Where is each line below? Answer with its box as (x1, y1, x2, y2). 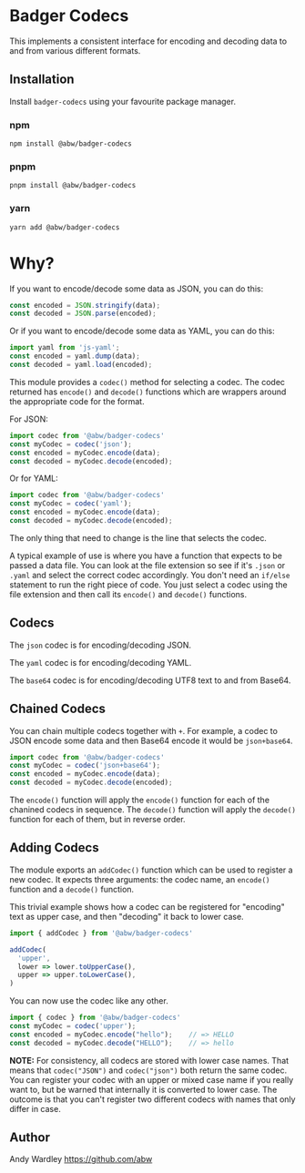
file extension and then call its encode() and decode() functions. (9, 588, 248, 599)
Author (9, 1130, 50, 1146)
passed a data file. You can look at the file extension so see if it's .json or (9, 559, 286, 570)
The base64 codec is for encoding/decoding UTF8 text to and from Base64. (9, 675, 291, 686)
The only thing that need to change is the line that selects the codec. (9, 532, 267, 543)
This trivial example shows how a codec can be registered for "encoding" (9, 901, 285, 912)
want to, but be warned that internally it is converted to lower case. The (9, 1084, 278, 1095)
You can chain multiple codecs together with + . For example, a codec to (9, 725, 278, 736)
